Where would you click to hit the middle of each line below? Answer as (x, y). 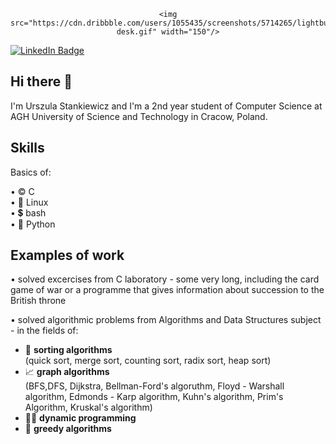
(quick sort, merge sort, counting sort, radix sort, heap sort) (148, 361)
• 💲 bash (28, 212)
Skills (27, 148)
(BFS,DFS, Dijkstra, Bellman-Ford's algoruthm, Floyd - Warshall (154, 386)
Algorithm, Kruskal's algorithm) (88, 407)
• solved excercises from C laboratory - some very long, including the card (165, 279)
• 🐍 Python (33, 224)
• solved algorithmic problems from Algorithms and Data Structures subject (166, 320)
